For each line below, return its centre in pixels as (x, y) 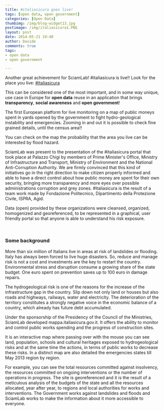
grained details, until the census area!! (44, 128)
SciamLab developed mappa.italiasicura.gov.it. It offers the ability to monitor (82, 322)
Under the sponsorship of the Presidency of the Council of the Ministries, (79, 317)
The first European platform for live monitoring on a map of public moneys (80, 112)
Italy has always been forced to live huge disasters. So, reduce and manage (82, 257)
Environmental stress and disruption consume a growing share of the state (80, 267)
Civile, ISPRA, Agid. (24, 199)
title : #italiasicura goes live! (39, 10)
